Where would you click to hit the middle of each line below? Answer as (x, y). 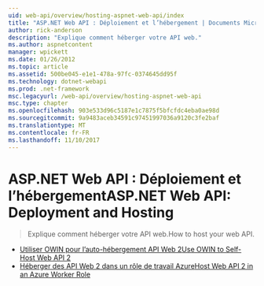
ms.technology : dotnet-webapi (58, 81)
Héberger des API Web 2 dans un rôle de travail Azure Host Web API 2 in (136, 266)
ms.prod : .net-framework (49, 89)
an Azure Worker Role (55, 275)
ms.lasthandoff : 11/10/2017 (54, 140)
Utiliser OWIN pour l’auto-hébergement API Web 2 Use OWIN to (121, 250)
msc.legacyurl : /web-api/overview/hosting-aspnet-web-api (105, 96)
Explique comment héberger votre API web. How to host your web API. (141, 234)
